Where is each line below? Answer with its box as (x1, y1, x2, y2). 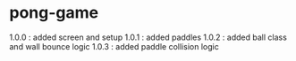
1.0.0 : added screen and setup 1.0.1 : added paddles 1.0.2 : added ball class (9, 32, 288, 42)
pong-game (9, 3, 99, 23)
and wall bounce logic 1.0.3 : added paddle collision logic (9, 41, 219, 51)
